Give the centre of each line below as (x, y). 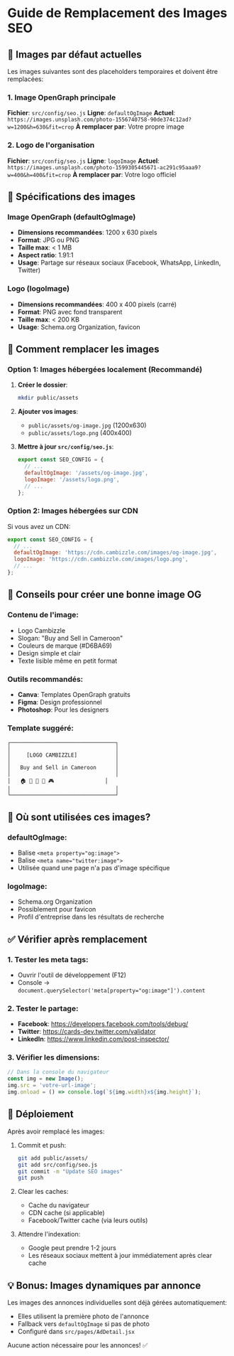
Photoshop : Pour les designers (63, 710)
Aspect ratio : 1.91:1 (45, 255)
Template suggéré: (41, 728)
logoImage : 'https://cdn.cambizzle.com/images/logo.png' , (101, 560)
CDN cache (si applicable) (66, 1213)
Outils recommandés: (45, 679)
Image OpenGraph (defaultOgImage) (72, 217)
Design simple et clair (49, 653)
